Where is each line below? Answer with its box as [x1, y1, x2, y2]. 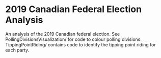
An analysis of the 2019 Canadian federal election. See [5, 31, 120, 37]
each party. [5, 47, 30, 53]
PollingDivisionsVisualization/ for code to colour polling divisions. [5, 36, 142, 42]
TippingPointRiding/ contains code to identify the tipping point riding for [5, 41, 156, 47]
